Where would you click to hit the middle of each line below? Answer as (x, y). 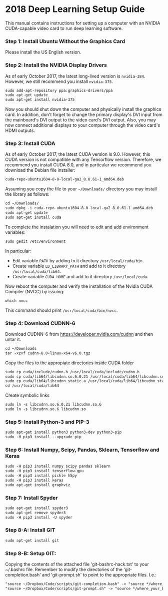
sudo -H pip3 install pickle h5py (41, 476)
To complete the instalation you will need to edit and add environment (77, 227)
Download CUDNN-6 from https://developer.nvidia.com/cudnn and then (79, 334)
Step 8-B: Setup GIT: (31, 553)
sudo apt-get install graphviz (38, 485)
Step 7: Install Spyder (32, 498)
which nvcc (16, 301)
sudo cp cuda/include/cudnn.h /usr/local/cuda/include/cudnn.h (72, 372)
